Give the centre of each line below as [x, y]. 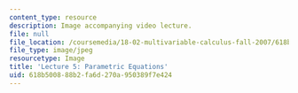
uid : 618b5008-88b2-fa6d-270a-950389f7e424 [91, 75]
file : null [29, 34]
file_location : [37, 42]
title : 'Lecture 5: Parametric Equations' [89, 67]
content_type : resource [53, 17]
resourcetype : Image [47, 58]
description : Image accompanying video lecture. [101, 26]
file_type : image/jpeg [51, 50]
